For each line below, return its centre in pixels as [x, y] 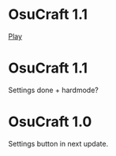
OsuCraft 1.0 [50, 122]
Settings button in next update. [58, 143]
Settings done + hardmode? [53, 90]
